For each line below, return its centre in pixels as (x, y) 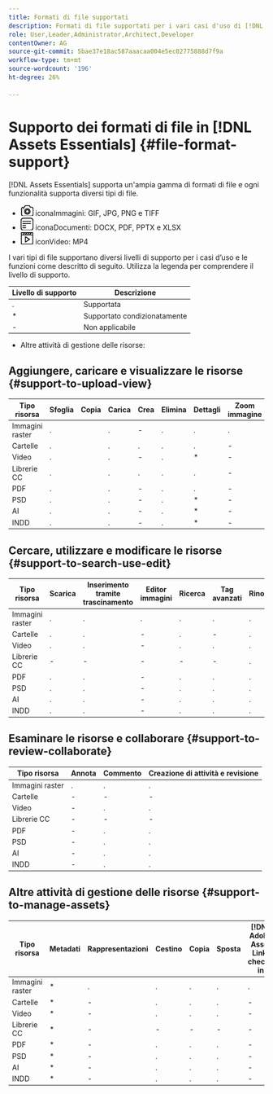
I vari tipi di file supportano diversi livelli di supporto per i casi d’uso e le (128, 257)
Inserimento (108, 585)
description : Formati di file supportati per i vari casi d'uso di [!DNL (136, 26)
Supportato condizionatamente (135, 316)
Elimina (174, 410)
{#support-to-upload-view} (80, 383)
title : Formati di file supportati (69, 17)
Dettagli (207, 410)
